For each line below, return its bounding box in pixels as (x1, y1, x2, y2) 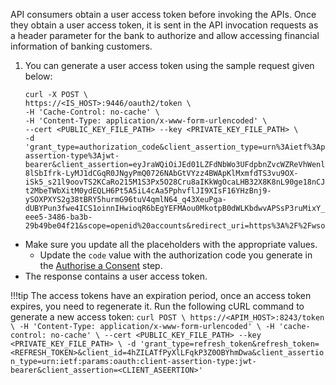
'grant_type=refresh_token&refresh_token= (139, 339, 320, 349)
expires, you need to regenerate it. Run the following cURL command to (10, 300, 305, 312)
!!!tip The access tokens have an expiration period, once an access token (10, 290, 312, 301)
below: (24, 70, 53, 82)
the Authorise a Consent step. (39, 260, 163, 271)
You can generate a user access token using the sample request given (24, 60, 315, 71)
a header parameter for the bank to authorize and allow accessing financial (10, 30, 320, 41)
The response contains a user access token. (24, 270, 208, 282)
